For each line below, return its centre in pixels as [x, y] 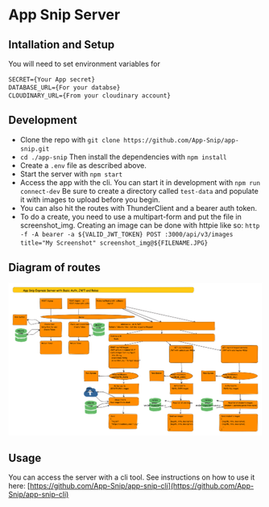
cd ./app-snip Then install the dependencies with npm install [123, 157]
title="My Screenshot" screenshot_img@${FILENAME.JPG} [114, 243]
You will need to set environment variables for [85, 64]
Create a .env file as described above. [83, 165]
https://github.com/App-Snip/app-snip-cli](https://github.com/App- [142, 486]
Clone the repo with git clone [70, 139]
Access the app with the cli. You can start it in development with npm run [140, 182]
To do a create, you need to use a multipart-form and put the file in [130, 216]
